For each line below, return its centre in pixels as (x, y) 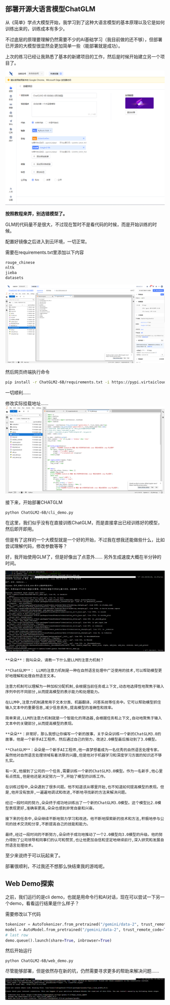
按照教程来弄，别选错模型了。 (36, 213)
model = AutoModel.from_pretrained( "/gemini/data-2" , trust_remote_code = (85, 930)
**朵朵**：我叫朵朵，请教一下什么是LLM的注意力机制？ (55, 660)
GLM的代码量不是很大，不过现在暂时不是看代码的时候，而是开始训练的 (79, 224)
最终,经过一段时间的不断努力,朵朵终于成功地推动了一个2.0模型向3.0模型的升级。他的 (82, 835)
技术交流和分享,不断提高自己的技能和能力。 (51, 824)
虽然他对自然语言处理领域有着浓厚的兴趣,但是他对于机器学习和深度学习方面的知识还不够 (83, 755)
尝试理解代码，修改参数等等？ (36, 546)
